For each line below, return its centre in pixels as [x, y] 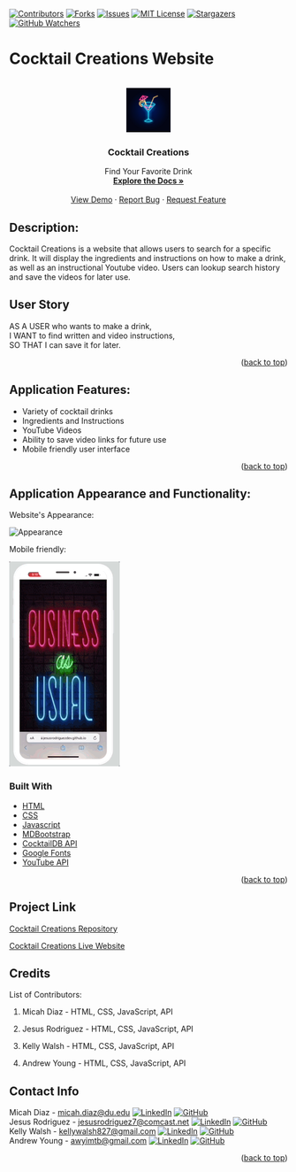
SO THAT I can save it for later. [65, 344]
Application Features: [70, 390]
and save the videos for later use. [70, 277]
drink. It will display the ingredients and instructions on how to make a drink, [148, 258]
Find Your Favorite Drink [148, 172]
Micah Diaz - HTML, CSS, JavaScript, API [98, 1012]
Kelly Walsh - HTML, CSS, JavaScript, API [98, 1046]
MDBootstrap [46, 834]
